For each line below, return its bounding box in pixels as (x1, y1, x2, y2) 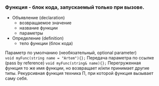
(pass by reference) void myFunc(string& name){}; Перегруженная (5, 60, 141, 66)
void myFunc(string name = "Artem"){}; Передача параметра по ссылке (5, 55, 154, 61)
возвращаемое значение (19, 20, 72, 26)
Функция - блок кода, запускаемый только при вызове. (5, 4, 144, 11)
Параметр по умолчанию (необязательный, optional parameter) (5, 50, 137, 56)
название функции (19, 25, 58, 31)
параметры (19, 30, 43, 36)
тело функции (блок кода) (19, 41, 73, 46)
